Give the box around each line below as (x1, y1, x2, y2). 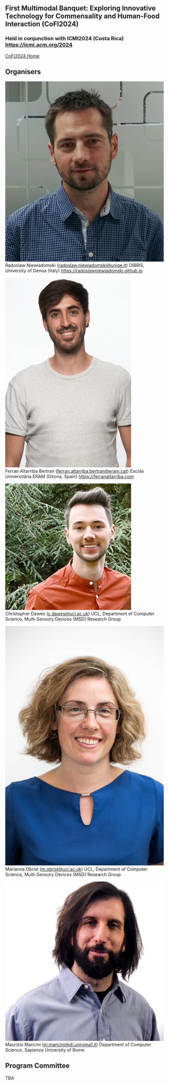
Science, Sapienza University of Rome (5, 1047, 84, 1053)
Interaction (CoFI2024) (5, 20, 79, 28)
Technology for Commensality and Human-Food (5, 12, 160, 21)
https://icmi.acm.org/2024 (5, 41, 73, 49)
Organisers (5, 68, 41, 76)
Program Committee (5, 1062, 70, 1070)
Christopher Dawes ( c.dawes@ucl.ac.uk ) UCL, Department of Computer (5, 611, 155, 617)
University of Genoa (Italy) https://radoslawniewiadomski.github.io (5, 268, 143, 274)
